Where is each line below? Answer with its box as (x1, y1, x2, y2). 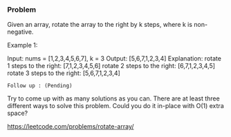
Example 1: (7, 41, 38, 50)
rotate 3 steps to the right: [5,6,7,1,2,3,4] (7, 69, 121, 77)
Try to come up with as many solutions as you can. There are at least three (7, 94, 220, 103)
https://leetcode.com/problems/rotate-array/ (7, 123, 134, 131)
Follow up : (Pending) (7, 83, 73, 89)
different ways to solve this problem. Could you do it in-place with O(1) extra (7, 102, 224, 110)
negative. (7, 28, 34, 36)
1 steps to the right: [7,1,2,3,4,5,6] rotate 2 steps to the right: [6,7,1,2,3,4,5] (7, 62, 216, 70)
